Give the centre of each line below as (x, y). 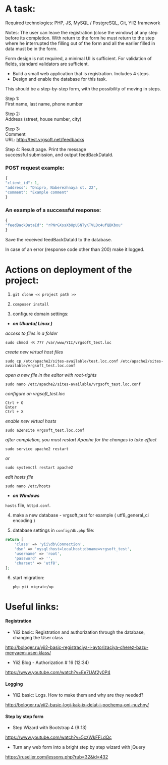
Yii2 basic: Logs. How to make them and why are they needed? (78, 695)
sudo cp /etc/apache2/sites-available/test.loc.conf (62, 362)
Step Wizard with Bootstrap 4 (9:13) (50, 728)
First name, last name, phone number (44, 104)
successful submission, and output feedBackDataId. (59, 155)
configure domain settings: (41, 314)
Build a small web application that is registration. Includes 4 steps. (81, 73)
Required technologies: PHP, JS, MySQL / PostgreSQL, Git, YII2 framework (83, 23)
